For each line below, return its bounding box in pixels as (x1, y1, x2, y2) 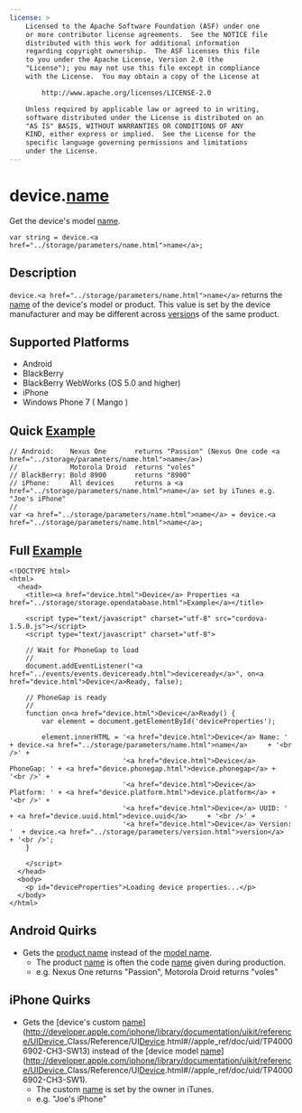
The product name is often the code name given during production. (35, 957, 286, 968)
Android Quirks (9, 923, 97, 939)
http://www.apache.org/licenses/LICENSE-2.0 (41, 88, 212, 98)
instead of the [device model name (91, 1045, 222, 1056)
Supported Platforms (9, 335, 130, 351)
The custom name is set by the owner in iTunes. (35, 1083, 215, 1094)
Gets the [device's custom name (22, 1016, 143, 1027)
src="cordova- (215, 614, 269, 623)
